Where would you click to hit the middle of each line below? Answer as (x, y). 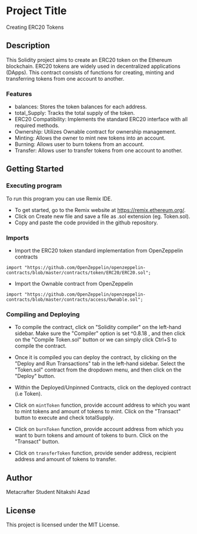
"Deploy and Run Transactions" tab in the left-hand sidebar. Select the (100, 364)
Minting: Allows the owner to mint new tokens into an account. (90, 138)
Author (19, 478)
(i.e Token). (28, 394)
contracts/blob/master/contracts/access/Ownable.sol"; (75, 300)
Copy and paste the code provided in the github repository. (86, 223)
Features (19, 94)
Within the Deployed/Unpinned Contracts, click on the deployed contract (103, 387)
